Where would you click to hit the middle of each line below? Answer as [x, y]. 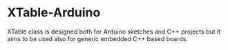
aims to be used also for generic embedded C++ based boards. [98, 38]
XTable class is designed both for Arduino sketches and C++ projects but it [114, 32]
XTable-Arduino [54, 13]
